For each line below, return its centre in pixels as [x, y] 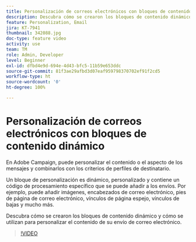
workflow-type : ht [28, 76]
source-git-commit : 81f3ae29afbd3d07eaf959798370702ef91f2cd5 [83, 71]
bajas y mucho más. [30, 204]
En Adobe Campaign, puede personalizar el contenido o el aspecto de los [94, 162]
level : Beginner [26, 60]
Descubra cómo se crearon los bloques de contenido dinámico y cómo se [95, 216]
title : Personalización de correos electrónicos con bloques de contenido [99, 11]
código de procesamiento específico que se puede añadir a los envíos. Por [96, 186]
